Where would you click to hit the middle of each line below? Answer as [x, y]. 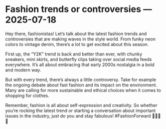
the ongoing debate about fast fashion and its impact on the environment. [81, 85]
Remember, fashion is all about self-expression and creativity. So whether [81, 105]
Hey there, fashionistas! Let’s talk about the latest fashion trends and [76, 33]
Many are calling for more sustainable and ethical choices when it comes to [83, 90]
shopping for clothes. [27, 95]
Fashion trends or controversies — [78, 9]
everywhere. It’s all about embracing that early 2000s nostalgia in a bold [80, 64]
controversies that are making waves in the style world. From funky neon [80, 39]
